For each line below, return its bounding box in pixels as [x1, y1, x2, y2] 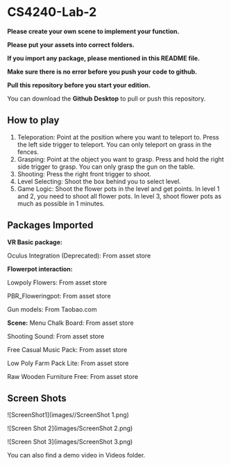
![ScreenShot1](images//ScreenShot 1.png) [7, 411, 130, 419]
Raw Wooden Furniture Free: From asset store [7, 372, 139, 380]
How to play [7, 115, 60, 126]
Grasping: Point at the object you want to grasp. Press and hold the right [17, 155, 224, 163]
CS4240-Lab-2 [7, 4, 97, 20]
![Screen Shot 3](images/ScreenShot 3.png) [7, 438, 133, 446]
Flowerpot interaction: [7, 264, 73, 273]
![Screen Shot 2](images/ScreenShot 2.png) [7, 424, 133, 432]
